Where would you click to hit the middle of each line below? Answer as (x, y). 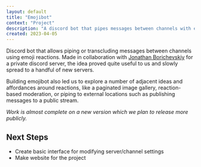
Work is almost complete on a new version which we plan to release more (97, 112)
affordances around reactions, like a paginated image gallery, (82, 88)
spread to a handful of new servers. (50, 70)
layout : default (26, 12)
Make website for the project (50, 157)
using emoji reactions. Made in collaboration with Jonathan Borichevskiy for (100, 57)
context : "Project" (31, 23)
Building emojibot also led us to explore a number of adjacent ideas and (95, 82)
